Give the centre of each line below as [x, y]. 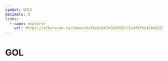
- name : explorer [28, 24]
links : [12, 19]
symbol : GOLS [19, 10]
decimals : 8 [17, 14]
